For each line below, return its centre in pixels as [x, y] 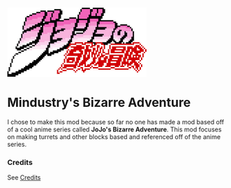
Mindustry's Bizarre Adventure [99, 103]
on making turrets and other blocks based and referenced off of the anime [114, 136]
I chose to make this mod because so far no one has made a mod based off [116, 122]
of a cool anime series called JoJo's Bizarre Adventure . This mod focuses [114, 129]
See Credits [24, 178]
